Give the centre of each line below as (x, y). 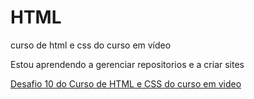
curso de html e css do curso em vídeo (91, 45)
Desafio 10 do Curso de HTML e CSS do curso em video (126, 83)
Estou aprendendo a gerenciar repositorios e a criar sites (127, 64)
